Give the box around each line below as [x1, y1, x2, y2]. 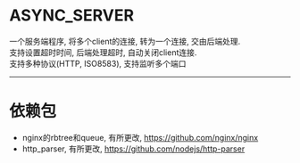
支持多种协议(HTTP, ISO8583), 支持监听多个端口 [9, 58, 187, 69]
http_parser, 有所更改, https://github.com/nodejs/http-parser [21, 143, 246, 154]
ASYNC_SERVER [9, 5, 135, 26]
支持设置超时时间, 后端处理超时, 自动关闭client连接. [9, 46, 197, 58]
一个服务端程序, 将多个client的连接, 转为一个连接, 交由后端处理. [9, 36, 241, 46]
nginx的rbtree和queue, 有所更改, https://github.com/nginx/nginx [21, 132, 259, 143]
